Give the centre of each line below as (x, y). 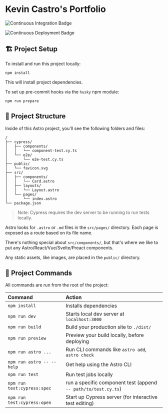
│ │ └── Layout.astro (32, 190)
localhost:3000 (84, 319)
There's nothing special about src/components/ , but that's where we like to (82, 242)
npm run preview (27, 338)
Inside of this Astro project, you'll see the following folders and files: (75, 128)
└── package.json (23, 203)
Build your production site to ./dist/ (108, 327)
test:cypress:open (29, 403)
